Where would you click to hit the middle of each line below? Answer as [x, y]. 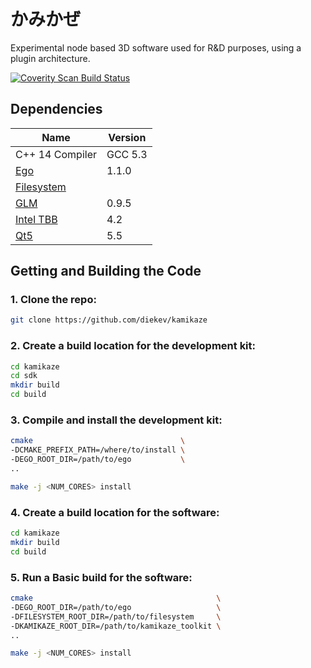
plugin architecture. [50, 58]
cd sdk [24, 376]
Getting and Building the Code [106, 271]
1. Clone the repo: [53, 300]
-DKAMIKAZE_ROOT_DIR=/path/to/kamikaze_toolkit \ [116, 626]
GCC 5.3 [127, 154]
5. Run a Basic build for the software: [101, 577]
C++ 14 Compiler [56, 154]
